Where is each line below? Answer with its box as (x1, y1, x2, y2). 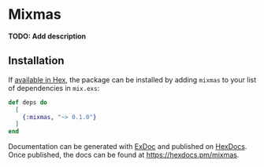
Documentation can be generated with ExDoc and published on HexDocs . (8, 142, 247, 151)
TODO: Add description (8, 31, 87, 41)
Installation (8, 54, 65, 67)
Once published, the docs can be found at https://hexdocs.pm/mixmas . (8, 151, 240, 160)
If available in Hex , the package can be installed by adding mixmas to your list (8, 74, 257, 84)
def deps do (8, 98, 47, 107)
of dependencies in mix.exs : (8, 83, 100, 93)
